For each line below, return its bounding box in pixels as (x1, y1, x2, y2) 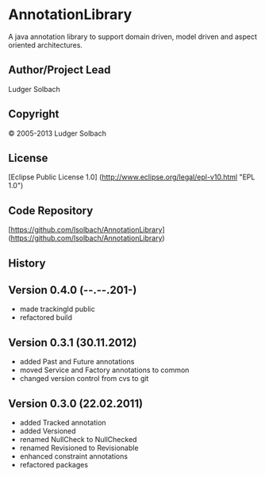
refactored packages (19, 460, 89, 470)
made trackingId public (19, 304, 95, 314)
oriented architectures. (8, 40, 83, 49)
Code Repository (8, 204, 94, 217)
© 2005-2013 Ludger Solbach (8, 129, 107, 138)
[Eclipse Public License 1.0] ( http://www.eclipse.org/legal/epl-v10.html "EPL (8, 172, 255, 182)
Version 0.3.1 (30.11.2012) (8, 336, 137, 349)
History (8, 256, 46, 270)
